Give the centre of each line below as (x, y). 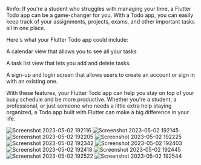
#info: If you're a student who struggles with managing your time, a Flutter (99, 9)
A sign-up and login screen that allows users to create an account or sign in (101, 75)
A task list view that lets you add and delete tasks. (69, 63)
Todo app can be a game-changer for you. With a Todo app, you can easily (100, 15)
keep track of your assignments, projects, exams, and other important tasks (100, 21)
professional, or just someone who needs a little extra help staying (89, 106)
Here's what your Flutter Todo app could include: (67, 40)
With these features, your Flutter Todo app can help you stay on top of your (100, 93)
